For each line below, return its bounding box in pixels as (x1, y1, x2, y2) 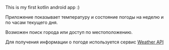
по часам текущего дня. (5, 20, 58, 25)
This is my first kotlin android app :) (5, 5, 80, 10)
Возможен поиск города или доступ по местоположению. (5, 29, 133, 35)
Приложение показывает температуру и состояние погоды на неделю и (5, 14, 164, 20)
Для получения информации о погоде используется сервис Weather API (5, 39, 164, 45)
